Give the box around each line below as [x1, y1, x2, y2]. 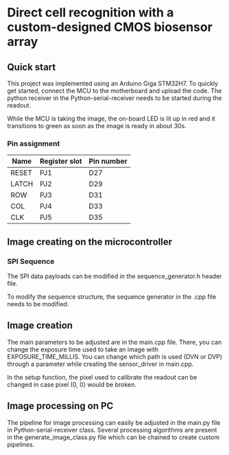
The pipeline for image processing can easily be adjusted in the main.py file [7, 418, 221, 426]
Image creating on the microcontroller [7, 236, 173, 247]
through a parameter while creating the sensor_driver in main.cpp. [7, 360, 194, 368]
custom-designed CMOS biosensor [7, 19, 213, 35]
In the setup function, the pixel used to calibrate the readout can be [7, 373, 197, 381]
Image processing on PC [7, 400, 114, 412]
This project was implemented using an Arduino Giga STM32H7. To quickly [7, 79, 218, 87]
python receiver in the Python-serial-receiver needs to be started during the [7, 94, 222, 102]
